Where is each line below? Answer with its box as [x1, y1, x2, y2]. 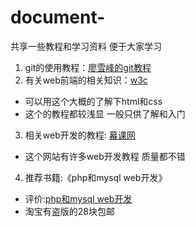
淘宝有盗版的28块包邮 [24, 205, 115, 217]
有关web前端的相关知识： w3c [24, 74, 148, 86]
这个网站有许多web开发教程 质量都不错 [24, 150, 186, 162]
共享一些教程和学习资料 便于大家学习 [10, 40, 162, 52]
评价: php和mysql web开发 [24, 192, 133, 205]
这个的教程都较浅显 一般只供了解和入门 [24, 107, 186, 120]
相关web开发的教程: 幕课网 [24, 129, 136, 141]
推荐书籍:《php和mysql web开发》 [24, 171, 168, 183]
